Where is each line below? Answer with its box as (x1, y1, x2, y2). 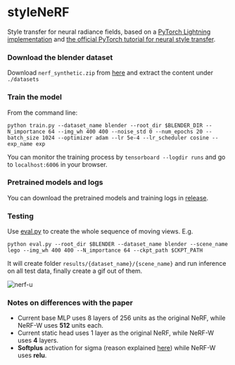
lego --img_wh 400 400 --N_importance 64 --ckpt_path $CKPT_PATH (7, 247, 203, 254)
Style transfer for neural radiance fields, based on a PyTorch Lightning (7, 27, 211, 36)
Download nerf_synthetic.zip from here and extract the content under (7, 68, 213, 77)
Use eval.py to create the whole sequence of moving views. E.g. (7, 227, 193, 236)
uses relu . (17, 351, 47, 359)
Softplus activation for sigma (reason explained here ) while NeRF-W (17, 344, 216, 352)
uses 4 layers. (17, 336, 58, 345)
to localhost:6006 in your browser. (7, 160, 108, 169)
